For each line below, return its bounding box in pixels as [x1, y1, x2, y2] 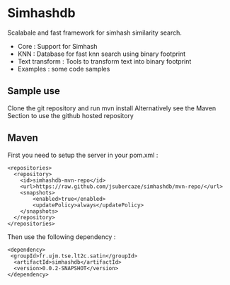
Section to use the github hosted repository [7, 111, 134, 120]
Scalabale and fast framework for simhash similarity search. [7, 28, 183, 37]
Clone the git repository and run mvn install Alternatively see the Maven [7, 104, 217, 112]
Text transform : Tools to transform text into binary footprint [17, 57, 192, 65]
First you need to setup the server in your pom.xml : [7, 151, 159, 159]
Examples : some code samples [17, 64, 110, 73]
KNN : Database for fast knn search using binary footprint [17, 50, 186, 58]
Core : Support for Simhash [17, 42, 98, 50]
